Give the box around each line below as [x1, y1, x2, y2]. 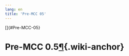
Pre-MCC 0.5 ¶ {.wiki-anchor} [5, 41, 125, 52]
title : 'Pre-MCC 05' [5, 11, 47, 16]
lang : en [5, 7, 23, 12]
